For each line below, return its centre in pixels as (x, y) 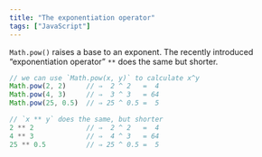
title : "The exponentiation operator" (82, 18)
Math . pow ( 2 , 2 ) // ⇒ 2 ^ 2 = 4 (84, 87)
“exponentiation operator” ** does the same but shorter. (114, 61)
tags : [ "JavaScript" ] (50, 26)
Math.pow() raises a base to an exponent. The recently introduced (131, 51)
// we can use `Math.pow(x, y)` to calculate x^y (105, 78)
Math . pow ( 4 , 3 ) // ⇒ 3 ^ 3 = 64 (84, 95)
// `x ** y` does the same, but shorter (87, 119)
